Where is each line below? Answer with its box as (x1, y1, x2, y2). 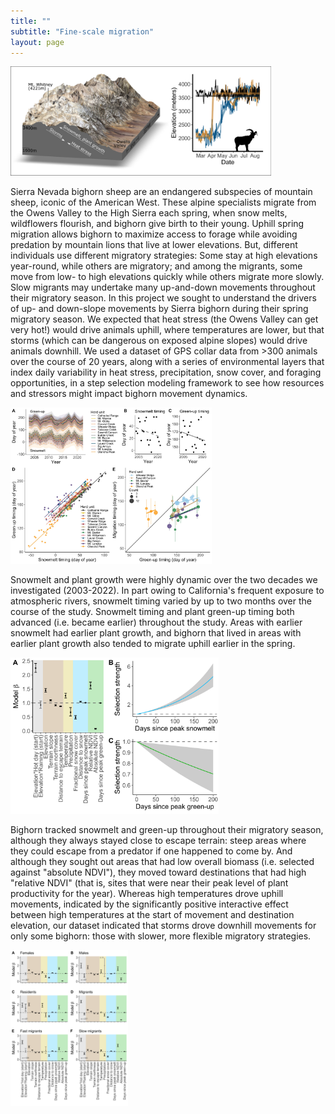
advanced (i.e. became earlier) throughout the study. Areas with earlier (10, 616, 303, 629)
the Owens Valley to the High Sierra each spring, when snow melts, (10, 207, 288, 219)
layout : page (10, 37, 65, 47)
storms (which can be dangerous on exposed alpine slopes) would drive (10, 335, 308, 347)
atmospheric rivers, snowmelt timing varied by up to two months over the (10, 595, 312, 607)
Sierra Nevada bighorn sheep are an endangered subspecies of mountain (10, 186, 313, 198)
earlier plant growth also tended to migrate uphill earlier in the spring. (10, 638, 296, 650)
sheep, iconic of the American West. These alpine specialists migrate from (10, 196, 317, 209)
